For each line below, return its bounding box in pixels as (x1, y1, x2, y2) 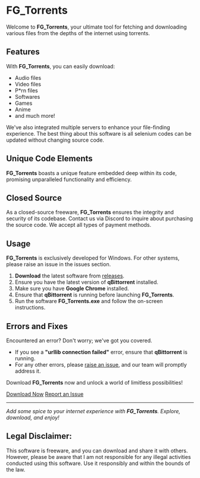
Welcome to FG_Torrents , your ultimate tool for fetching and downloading (6, 23, 187, 30)
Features (6, 47, 40, 57)
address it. (14, 367, 41, 374)
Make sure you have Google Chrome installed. (14, 285, 129, 292)
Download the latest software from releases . (14, 272, 125, 280)
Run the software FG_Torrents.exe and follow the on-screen (14, 298, 163, 305)
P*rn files (14, 87, 38, 94)
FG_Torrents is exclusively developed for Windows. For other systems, (6, 254, 180, 262)
